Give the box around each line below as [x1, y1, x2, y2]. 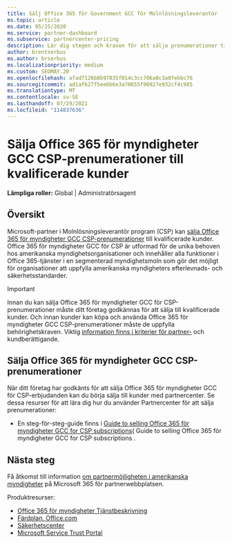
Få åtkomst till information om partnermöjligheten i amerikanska [7, 472, 188, 481]
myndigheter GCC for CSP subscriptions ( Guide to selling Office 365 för [17, 427, 222, 435]
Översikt [7, 209, 45, 221]
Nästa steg [7, 454, 55, 466]
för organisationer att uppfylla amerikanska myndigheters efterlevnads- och [7, 264, 223, 272]
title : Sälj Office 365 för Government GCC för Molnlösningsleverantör [7, 10, 217, 17]
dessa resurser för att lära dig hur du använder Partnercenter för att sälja [7, 398, 214, 407]
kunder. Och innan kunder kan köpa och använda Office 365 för [7, 313, 188, 321]
